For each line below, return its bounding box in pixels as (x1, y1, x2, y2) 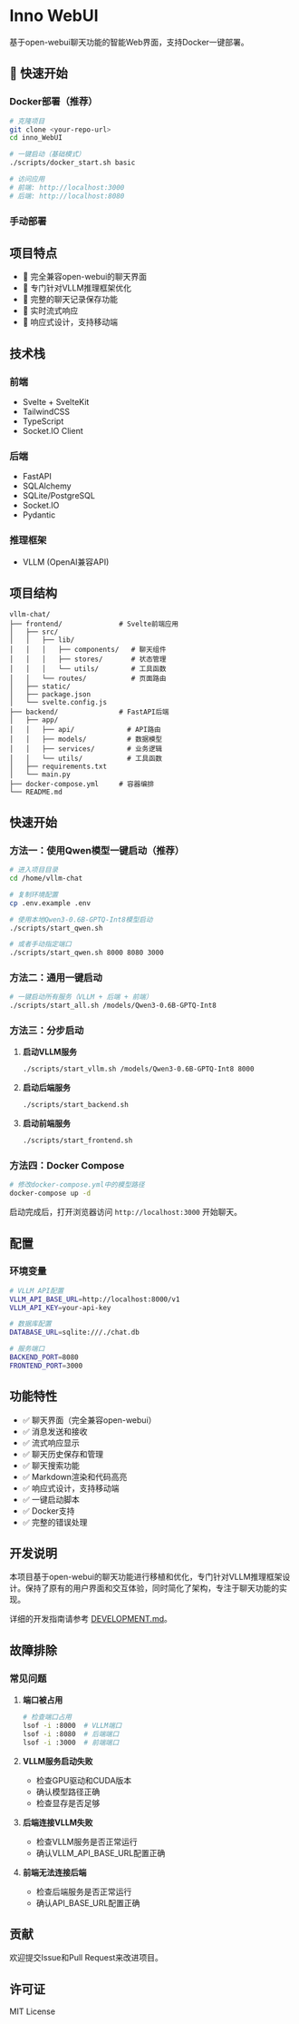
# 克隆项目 (9, 116, 45, 125)
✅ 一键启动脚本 (22, 1494, 80, 1505)
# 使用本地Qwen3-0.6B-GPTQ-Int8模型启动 (9, 914, 153, 924)
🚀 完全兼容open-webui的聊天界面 (22, 272, 148, 282)
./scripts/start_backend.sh (22, 1101, 129, 1110)
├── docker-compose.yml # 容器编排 (9, 780, 155, 789)
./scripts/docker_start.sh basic (9, 158, 136, 168)
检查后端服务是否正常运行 (35, 1886, 132, 1897)
